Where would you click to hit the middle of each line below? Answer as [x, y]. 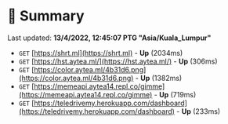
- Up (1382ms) [159, 78]
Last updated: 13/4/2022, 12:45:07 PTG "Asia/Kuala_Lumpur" [109, 38]
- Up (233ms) [199, 111]
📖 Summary [46, 16]
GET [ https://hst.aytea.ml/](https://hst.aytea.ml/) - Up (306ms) [118, 61]
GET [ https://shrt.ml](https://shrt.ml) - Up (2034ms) [101, 53]
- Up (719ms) [175, 94]
